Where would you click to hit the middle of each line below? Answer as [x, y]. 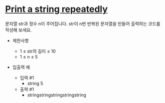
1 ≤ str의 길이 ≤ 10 [38, 51]
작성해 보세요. [19, 30]
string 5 [35, 83]
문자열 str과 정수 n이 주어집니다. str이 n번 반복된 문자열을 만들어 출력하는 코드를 [83, 23]
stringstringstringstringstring [57, 95]
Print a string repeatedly [57, 9]
